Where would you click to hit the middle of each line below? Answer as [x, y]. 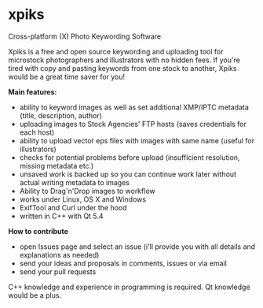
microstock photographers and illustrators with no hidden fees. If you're [124, 60]
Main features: [33, 91]
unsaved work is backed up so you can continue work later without [128, 174]
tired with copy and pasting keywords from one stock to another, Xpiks [122, 68]
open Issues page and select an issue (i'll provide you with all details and [137, 247]
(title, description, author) [60, 115]
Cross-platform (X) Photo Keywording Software [85, 36]
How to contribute [38, 231]
